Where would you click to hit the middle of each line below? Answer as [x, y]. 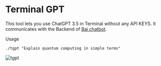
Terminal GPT [35, 9]
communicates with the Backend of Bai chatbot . [56, 29]
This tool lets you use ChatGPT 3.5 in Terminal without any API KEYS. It [80, 24]
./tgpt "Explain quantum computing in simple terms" [63, 48]
